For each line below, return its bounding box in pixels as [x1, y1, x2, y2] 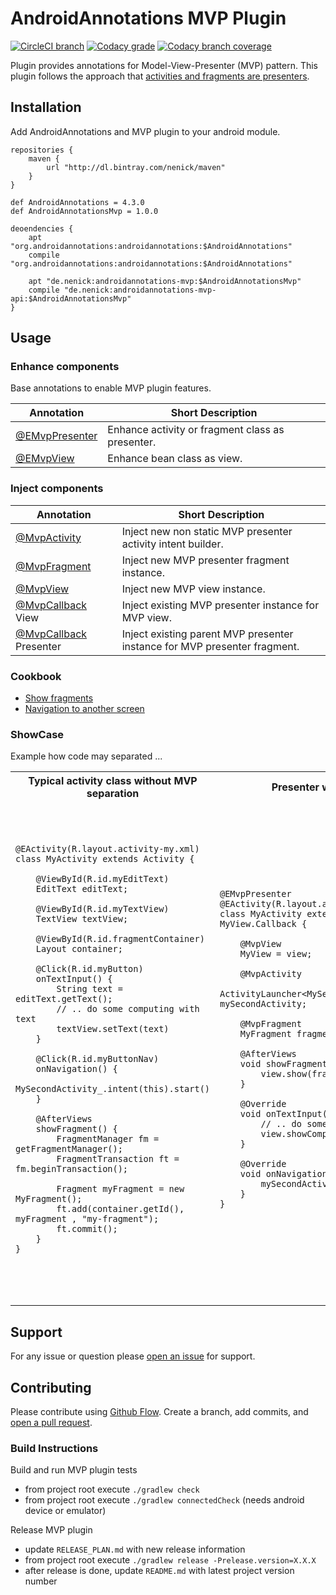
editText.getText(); [15, 993, 113, 1005]
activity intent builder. [121, 537, 224, 551]
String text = [56, 983, 123, 995]
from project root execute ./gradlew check [24, 1483, 200, 1496]
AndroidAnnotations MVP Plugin [10, 7, 287, 30]
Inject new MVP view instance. [121, 582, 266, 596]
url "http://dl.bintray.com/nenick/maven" [46, 162, 226, 172]
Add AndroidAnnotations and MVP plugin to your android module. [10, 125, 281, 137]
